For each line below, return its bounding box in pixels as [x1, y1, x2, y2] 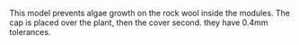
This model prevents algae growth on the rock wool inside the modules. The [9, 8, 290, 18]
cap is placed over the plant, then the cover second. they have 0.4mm [9, 17, 268, 28]
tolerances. [9, 27, 51, 37]
